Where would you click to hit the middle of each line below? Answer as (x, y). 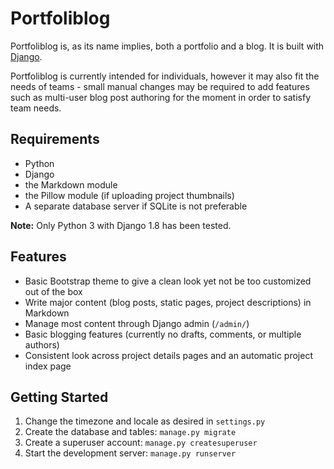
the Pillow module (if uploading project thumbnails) (129, 195)
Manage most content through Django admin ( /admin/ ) (137, 323)
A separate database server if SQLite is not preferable (136, 206)
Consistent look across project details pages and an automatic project (168, 355)
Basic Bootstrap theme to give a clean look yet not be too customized (168, 281)
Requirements (55, 139)
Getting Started (59, 397)
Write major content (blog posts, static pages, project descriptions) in (168, 302)
